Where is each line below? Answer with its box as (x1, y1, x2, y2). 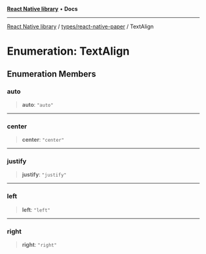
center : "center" (21, 136, 65, 144)
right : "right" (21, 241, 57, 248)
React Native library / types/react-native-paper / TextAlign (7, 23, 154, 30)
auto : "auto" (21, 101, 54, 108)
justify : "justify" (21, 171, 67, 179)
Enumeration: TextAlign (7, 44, 130, 58)
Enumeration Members (7, 69, 97, 79)
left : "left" (21, 206, 51, 214)
